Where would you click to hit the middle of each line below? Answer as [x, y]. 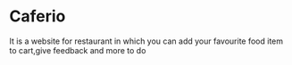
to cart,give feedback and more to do [78, 50]
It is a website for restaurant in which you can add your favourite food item [146, 41]
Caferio [38, 16]
